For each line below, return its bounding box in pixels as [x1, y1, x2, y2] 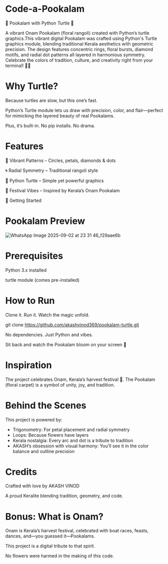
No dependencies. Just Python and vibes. [5, 331, 93, 337]
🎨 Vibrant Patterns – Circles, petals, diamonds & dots [5, 157, 116, 164]
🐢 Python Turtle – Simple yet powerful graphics [5, 177, 104, 184]
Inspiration [5, 359, 52, 371]
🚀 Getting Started [5, 197, 42, 204]
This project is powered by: [5, 416, 63, 422]
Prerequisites [5, 250, 64, 261]
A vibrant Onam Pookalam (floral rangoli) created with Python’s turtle [5, 30, 150, 36]
